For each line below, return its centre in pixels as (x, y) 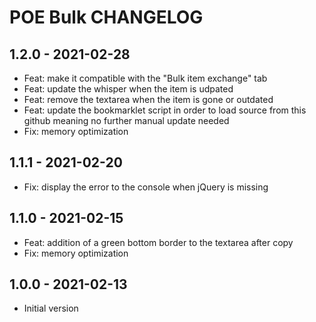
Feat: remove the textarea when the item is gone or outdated (148, 99)
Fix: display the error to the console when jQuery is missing (146, 187)
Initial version (51, 308)
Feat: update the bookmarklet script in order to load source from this (165, 110)
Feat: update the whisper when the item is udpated (128, 89)
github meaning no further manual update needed (126, 120)
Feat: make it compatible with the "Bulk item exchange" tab (145, 78)
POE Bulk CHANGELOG (106, 17)
